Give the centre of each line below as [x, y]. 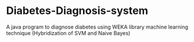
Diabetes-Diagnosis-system [77, 11]
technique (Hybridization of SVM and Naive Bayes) [68, 33]
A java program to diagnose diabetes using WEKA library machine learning [97, 27]
